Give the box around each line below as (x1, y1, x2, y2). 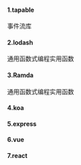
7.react (7, 151, 28, 159)
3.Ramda (7, 71, 34, 79)
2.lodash (7, 38, 33, 47)
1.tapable (7, 6, 35, 14)
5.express (7, 119, 37, 128)
